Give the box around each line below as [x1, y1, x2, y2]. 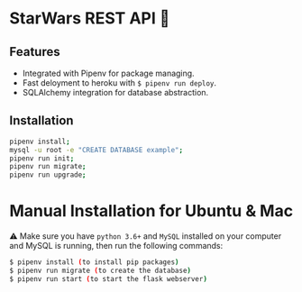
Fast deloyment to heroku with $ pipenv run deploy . [22, 78, 217, 88]
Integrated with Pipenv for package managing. [22, 68, 196, 78]
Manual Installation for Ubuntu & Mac [9, 201, 294, 222]
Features [9, 44, 60, 59]
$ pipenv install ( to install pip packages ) [9, 258, 179, 267]
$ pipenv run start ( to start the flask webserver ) [9, 274, 207, 283]
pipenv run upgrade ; [9, 170, 87, 179]
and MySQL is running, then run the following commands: [9, 241, 224, 251]
